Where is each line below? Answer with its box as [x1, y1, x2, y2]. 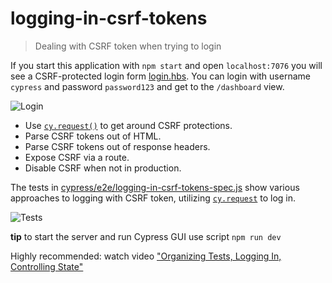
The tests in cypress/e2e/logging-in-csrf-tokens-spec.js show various [10, 181, 300, 193]
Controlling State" [10, 260, 84, 272]
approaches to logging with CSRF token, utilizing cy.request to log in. [10, 192, 297, 204]
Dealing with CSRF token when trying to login [34, 40, 222, 52]
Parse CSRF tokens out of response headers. [24, 140, 211, 152]
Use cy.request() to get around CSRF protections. [24, 119, 233, 131]
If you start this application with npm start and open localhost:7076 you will [10, 59, 323, 71]
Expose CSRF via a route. [24, 151, 130, 163]
